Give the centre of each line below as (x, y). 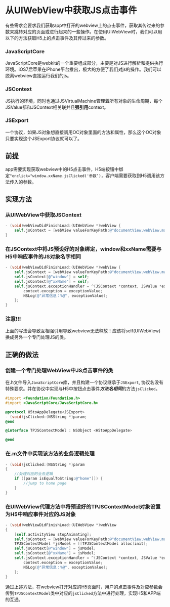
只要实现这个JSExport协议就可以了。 (44, 138)
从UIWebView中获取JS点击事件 (71, 10)
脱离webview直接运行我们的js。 (38, 76)
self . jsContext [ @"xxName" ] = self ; (52, 281)
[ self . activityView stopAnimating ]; (53, 534)
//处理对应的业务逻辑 (34, 474)
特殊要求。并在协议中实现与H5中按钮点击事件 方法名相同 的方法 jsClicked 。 (83, 389)
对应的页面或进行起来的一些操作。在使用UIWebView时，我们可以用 (92, 31)
